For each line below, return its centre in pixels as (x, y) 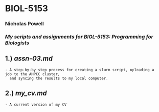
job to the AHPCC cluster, (33, 74)
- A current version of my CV (36, 104)
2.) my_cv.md (26, 93)
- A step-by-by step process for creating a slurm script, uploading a (79, 70)
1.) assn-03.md (29, 59)
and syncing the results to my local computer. (59, 78)
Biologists (17, 43)
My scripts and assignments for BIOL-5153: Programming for (79, 37)
